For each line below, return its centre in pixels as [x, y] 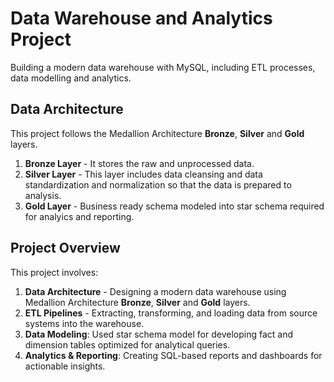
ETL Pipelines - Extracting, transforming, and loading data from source [171, 313]
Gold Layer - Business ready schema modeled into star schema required [174, 206]
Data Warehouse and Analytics [141, 18]
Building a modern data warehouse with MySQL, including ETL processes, [163, 67]
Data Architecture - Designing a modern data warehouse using [155, 291]
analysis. [43, 195]
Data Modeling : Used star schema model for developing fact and [158, 334]
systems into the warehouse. [84, 323]
